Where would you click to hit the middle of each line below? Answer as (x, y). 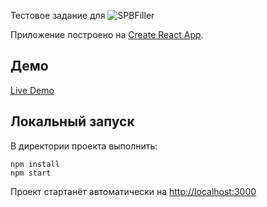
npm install (35, 164)
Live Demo (32, 90)
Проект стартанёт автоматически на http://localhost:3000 (133, 191)
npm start (31, 173)
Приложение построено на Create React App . (107, 34)
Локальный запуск (72, 121)
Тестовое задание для (58, 15)
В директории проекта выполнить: (84, 146)
